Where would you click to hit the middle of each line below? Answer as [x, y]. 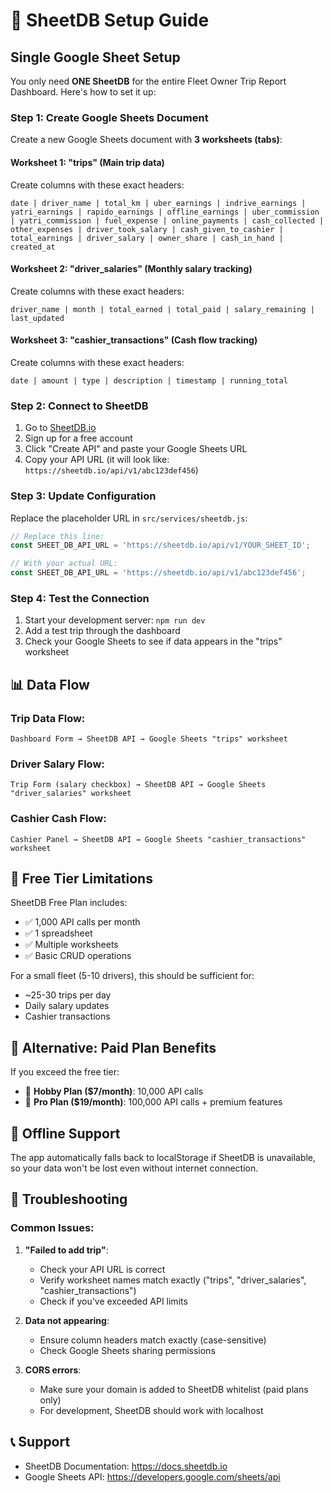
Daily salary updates [67, 1006]
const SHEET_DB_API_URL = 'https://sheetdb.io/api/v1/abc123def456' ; [158, 573]
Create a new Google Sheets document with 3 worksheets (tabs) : [146, 140]
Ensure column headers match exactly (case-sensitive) [153, 1340]
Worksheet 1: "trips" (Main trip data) [87, 162]
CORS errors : [53, 1370]
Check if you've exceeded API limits [113, 1301]
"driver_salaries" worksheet [71, 794]
